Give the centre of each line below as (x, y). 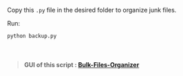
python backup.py (32, 36)
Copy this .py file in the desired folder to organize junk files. (92, 10)
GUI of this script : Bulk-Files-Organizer (82, 64)
